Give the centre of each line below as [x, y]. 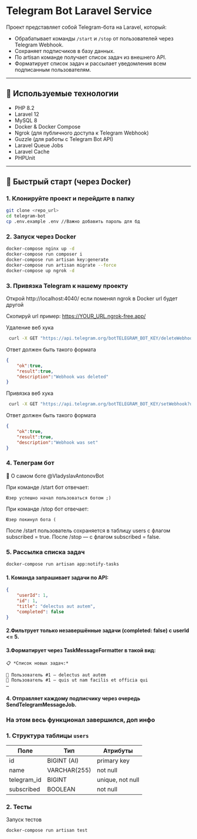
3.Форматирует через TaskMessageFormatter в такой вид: [81, 650]
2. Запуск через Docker [41, 236]
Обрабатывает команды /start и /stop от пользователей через [94, 38]
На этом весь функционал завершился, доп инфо [81, 720]
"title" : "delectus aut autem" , [56, 606]
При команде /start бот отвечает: [48, 487]
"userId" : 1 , [33, 595]
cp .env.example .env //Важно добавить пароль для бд [73, 222]
